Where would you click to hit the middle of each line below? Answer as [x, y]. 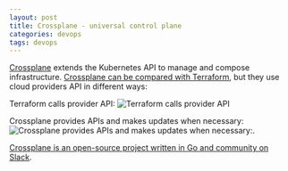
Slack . [21, 158]
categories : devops [46, 34]
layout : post [34, 17]
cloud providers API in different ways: [78, 86]
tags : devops [34, 42]
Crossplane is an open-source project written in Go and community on [139, 148]
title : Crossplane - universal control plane [95, 26]
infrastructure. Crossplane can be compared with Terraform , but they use [144, 77]
